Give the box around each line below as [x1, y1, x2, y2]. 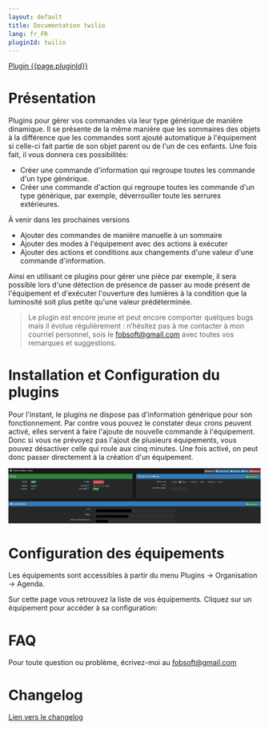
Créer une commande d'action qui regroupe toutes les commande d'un [19, 183, 255, 192]
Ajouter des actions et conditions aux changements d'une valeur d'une [19, 248, 254, 257]
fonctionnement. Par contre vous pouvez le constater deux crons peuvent [8, 418, 252, 428]
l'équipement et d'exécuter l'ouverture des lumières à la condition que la [8, 288, 247, 298]
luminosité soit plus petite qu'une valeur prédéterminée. [8, 297, 193, 307]
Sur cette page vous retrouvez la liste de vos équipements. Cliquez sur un [8, 595, 252, 604]
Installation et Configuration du [8, 366, 220, 385]
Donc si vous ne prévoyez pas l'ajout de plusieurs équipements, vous [8, 435, 237, 445]
